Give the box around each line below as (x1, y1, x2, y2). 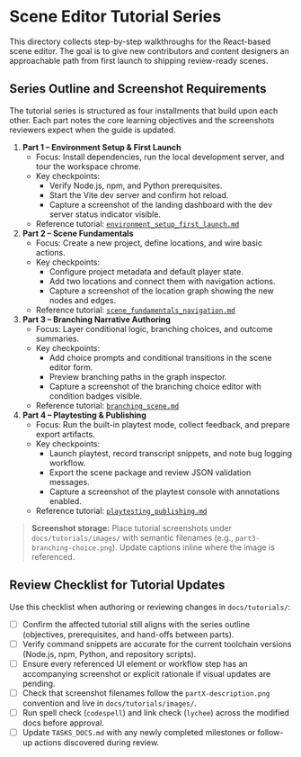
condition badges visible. (49, 390, 143, 401)
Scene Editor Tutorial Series (9, 6, 222, 27)
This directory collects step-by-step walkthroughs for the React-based (9, 36, 271, 47)
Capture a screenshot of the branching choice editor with (49, 381, 262, 392)
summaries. (35, 333, 80, 344)
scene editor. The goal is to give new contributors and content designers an (9, 45, 290, 56)
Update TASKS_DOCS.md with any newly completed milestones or (22, 726, 256, 737)
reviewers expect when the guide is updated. (9, 124, 177, 135)
